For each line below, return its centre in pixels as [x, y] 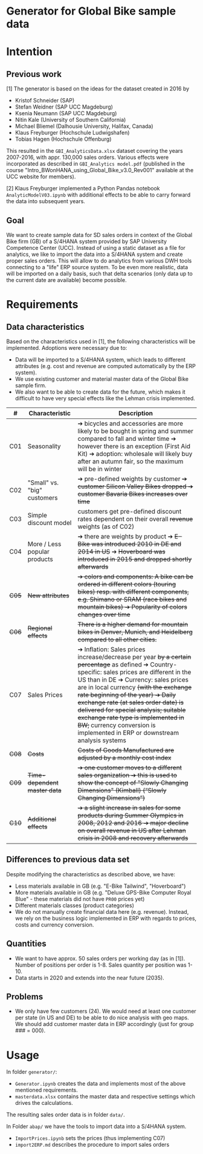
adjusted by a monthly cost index [124, 758]
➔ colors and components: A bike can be [135, 576]
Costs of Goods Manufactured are [126, 750]
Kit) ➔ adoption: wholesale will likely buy [135, 454]
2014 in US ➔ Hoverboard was [121, 552]
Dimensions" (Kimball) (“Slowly [122, 790]
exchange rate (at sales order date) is [131, 703]
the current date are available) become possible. [66, 280]
